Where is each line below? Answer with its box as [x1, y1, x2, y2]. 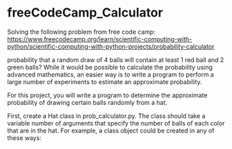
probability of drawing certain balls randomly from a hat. [7, 98, 168, 106]
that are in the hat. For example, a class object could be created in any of [7, 126, 215, 135]
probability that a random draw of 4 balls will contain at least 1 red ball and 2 [7, 55, 224, 63]
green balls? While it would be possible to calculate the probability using [7, 63, 213, 71]
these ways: [7, 133, 41, 142]
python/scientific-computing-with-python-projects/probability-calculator [7, 42, 215, 50]
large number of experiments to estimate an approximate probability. [7, 77, 202, 86]
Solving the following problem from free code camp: [7, 28, 156, 36]
